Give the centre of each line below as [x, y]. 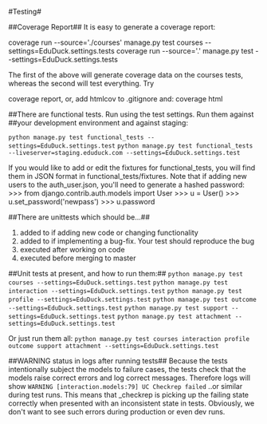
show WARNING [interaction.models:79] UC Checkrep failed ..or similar [126, 386]
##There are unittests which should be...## [79, 217]
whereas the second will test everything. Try [81, 83]
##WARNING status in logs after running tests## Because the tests [118, 361]
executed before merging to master [78, 258]
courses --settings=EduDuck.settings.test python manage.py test [118, 283]
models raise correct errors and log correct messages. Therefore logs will [130, 378]
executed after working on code [72, 250]
